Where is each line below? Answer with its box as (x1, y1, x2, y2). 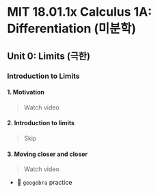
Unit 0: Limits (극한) (7, 50, 91, 62)
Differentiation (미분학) (7, 21, 137, 36)
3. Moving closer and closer (7, 150, 88, 158)
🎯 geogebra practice (16, 179, 73, 187)
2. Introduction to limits (7, 119, 75, 127)
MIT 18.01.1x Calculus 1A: (7, 4, 153, 20)
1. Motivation (7, 88, 44, 96)
